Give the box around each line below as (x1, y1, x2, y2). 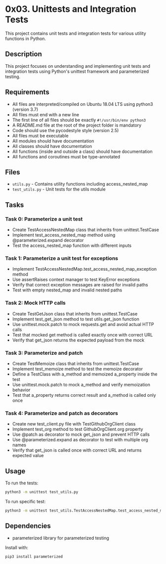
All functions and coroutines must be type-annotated (12, 153, 120, 159)
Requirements (5, 88, 49, 96)
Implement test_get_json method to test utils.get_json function (12, 316, 139, 322)
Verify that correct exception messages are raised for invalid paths (12, 282, 148, 288)
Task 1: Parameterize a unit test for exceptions (5, 255, 119, 262)
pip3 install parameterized (5, 554, 63, 559)
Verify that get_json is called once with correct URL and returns (12, 447, 142, 453)
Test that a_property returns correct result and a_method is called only (12, 392, 157, 398)
